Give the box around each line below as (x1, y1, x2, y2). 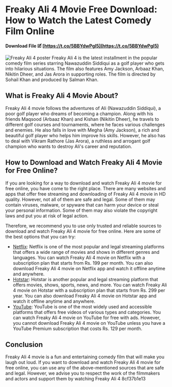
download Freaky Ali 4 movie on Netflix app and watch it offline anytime (12, 265, 166, 271)
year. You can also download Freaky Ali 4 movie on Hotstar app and (12, 292, 157, 299)
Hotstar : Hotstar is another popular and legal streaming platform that (12, 276, 159, 282)
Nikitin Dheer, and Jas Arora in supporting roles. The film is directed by (5, 71, 156, 77)
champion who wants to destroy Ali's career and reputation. (5, 143, 132, 150)
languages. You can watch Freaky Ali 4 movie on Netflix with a (12, 254, 145, 261)
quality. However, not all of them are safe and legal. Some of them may (5, 196, 156, 202)
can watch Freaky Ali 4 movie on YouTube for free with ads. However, (12, 315, 161, 321)
